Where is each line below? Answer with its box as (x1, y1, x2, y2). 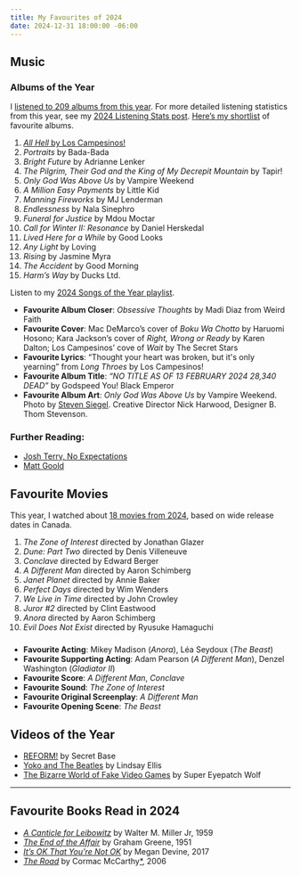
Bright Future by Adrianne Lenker (22, 157, 145, 168)
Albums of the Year (10, 81, 95, 94)
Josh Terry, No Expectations (22, 451, 128, 462)
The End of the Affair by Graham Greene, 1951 (22, 837, 192, 847)
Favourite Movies (10, 487, 109, 502)
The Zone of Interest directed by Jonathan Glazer (22, 536, 205, 548)
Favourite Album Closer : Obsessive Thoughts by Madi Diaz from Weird (22, 305, 286, 315)
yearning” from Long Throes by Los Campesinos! (22, 362, 204, 372)
